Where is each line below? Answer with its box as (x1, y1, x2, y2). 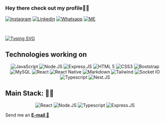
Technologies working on (5, 50, 87, 58)
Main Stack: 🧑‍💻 (5, 89, 54, 97)
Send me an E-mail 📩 (5, 112, 50, 118)
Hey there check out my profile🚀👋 (5, 5, 90, 12)
